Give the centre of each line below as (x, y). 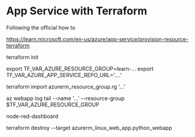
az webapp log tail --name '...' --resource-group (65, 98)
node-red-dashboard (32, 116)
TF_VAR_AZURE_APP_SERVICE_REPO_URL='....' (64, 75)
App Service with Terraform (77, 11)
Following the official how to (41, 28)
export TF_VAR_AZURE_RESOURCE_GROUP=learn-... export (80, 68)
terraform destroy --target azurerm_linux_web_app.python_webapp (89, 127)
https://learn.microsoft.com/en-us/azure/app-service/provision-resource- (97, 39)
